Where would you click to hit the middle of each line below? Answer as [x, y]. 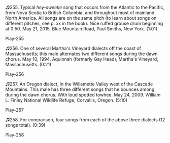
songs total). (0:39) [25, 125]
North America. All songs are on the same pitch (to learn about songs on [81, 18]
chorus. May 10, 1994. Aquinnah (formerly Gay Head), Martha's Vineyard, [82, 59]
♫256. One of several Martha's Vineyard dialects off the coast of [73, 48]
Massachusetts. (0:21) [28, 64]
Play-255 [15, 38]
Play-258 [15, 135]
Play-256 [15, 74]
